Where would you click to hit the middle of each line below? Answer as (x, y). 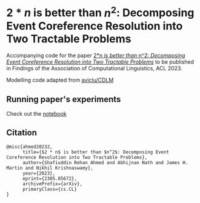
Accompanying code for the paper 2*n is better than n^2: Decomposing (96, 56)
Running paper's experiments (64, 99)
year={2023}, (39, 173)
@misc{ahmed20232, (29, 147)
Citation (22, 133)
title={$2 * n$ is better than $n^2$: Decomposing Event (96, 152)
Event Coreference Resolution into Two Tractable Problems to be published (100, 62)
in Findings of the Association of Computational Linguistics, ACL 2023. (95, 68)
